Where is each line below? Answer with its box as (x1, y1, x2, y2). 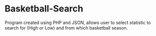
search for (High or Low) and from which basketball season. (4, 24, 128, 30)
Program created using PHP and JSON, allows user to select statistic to (4, 19, 151, 25)
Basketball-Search (4, 3, 83, 14)
